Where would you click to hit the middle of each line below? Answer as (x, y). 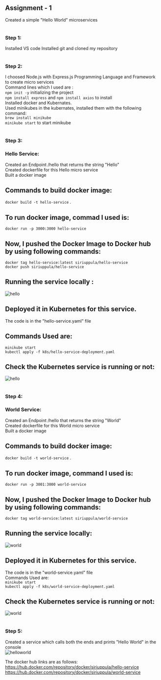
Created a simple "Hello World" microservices (51, 20)
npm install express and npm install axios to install (59, 98)
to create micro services (30, 82)
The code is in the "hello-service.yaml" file (48, 321)
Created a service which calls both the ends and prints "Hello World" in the (81, 642)
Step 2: (14, 67)
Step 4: (14, 397)
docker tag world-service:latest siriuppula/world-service (67, 518)
